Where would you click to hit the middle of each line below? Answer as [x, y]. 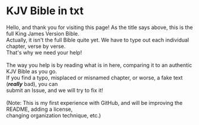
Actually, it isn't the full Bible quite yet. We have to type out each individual [98, 40]
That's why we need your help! [44, 52]
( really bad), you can [32, 84]
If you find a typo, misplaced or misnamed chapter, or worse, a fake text [94, 78]
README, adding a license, [40, 109]
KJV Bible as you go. [32, 71]
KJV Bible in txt [45, 11]
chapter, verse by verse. [36, 46]
